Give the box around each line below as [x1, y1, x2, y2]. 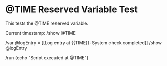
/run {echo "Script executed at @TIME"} [5, 54, 89, 61]
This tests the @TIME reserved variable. [5, 20, 89, 26]
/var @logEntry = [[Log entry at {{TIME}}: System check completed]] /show [5, 39, 162, 46]
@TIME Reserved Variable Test [5, 4, 138, 15]
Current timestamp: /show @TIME [5, 30, 76, 36]
